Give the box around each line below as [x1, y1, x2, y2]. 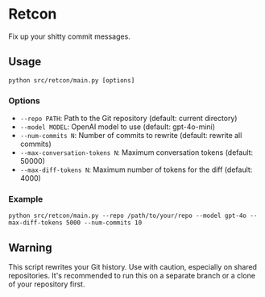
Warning [8, 241, 52, 254]
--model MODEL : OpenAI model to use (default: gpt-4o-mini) [19, 122, 216, 132]
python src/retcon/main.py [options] [8, 76, 135, 85]
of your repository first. [8, 279, 85, 289]
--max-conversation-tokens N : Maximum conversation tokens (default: [19, 148, 254, 157]
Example [8, 193, 43, 204]
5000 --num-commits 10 [65, 219, 143, 227]
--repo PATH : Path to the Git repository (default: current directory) [19, 114, 238, 123]
